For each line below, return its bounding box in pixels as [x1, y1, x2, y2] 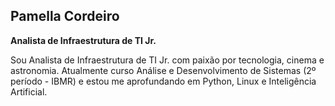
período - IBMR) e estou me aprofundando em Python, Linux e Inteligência [10, 75, 317, 87]
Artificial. [10, 85, 48, 98]
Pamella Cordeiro [10, 8, 120, 25]
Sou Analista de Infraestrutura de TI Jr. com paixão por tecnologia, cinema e [10, 54, 325, 66]
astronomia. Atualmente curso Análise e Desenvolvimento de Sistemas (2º [10, 64, 317, 76]
